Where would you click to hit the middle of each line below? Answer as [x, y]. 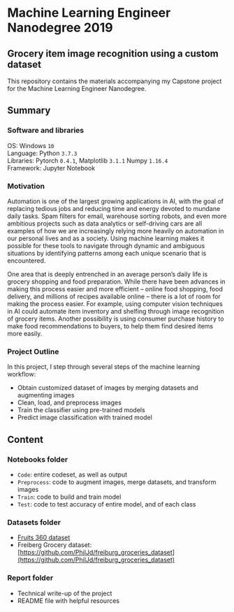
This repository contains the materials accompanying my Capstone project [115, 81]
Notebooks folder [38, 459]
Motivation [26, 186]
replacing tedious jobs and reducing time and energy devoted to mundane [114, 208]
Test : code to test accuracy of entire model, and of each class [107, 504]
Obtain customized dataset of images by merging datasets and [108, 388]
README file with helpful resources [68, 600]
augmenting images [46, 395]
